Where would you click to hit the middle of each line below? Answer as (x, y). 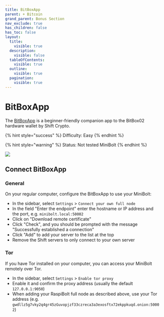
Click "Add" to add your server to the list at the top (63, 235)
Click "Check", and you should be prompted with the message (75, 224)
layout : (13, 37)
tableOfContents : (27, 60)
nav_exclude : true (24, 23)
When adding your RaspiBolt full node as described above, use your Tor (85, 294)
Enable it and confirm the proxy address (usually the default (72, 283)
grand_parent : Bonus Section (35, 19)
